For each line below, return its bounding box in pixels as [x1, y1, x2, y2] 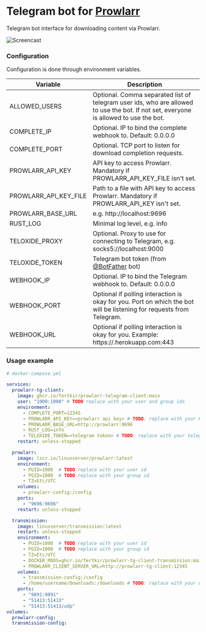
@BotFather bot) [93, 262, 141, 271]
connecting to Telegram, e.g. [93, 237, 175, 246]
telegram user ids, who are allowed [93, 98, 194, 107]
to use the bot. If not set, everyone [93, 106, 192, 115]
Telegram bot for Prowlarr [6, 4, 140, 18]
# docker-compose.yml [6, 370, 62, 376]
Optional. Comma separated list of [93, 91, 191, 99]
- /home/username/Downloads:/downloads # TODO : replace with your [22, 581, 196, 587]
